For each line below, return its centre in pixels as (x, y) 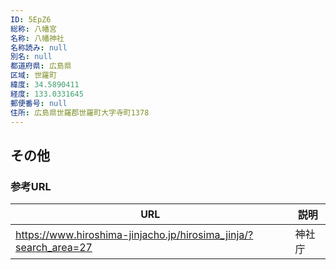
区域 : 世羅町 (33, 76)
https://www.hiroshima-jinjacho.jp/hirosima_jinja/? (134, 235)
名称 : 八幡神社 (37, 38)
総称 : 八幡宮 (33, 29)
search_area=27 (54, 248)
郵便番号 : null (39, 103)
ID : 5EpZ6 (31, 19)
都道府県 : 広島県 (41, 66)
